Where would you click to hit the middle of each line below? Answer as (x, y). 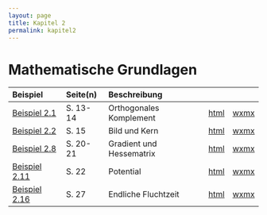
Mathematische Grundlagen (103, 69)
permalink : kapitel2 (43, 30)
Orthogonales (134, 108)
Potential (125, 171)
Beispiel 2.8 (35, 149)
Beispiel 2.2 (35, 131)
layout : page (30, 15)
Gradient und (133, 144)
